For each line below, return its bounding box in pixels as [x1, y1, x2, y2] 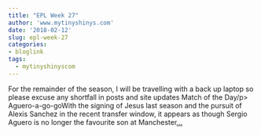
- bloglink [8, 48, 44, 56]
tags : [8, 56, 26, 64]
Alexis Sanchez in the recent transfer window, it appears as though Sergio [8, 109, 248, 119]
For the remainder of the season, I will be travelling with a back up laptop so [8, 84, 254, 93]
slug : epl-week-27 [8, 33, 68, 42]
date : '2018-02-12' [8, 26, 72, 34]
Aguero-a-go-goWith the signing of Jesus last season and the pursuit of [8, 100, 242, 110]
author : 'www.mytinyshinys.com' [8, 19, 114, 27]
